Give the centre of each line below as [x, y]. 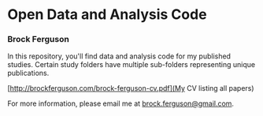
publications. [28, 73]
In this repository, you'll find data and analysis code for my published [119, 56]
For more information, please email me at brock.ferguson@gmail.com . [120, 103]
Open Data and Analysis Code [107, 15]
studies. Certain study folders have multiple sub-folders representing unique [131, 65]
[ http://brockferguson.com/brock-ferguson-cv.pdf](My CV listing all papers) [131, 88]
